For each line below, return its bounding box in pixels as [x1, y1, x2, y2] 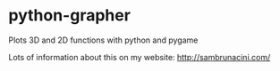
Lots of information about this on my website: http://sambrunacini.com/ [8, 51, 271, 62]
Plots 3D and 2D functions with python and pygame [8, 35, 199, 45]
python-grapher [8, 5, 132, 26]
